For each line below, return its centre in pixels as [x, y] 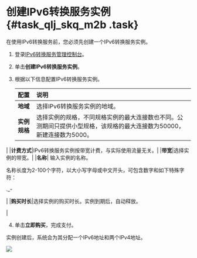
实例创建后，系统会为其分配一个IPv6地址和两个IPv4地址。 [76, 237]
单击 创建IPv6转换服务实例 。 [49, 66]
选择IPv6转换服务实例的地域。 [78, 106]
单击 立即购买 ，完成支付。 [45, 225]
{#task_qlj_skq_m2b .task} [72, 25]
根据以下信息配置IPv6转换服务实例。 [59, 79]
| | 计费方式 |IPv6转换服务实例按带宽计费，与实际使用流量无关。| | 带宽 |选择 [95, 150]
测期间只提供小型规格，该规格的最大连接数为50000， [110, 126]
